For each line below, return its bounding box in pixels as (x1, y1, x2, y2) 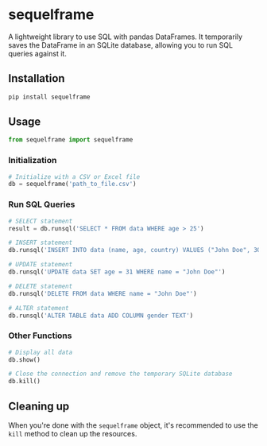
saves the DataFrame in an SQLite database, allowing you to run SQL (8, 40, 233, 49)
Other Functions (8, 330, 72, 341)
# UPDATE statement (8, 261, 73, 269)
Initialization (8, 155, 57, 166)
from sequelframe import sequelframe (8, 136, 133, 144)
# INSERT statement (8, 239, 73, 247)
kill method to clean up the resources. (8, 429, 137, 439)
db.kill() (8, 378, 41, 386)
